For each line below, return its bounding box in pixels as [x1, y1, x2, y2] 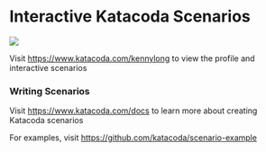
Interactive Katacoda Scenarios [9, 6, 251, 27]
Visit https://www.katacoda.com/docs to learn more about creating [9, 105, 258, 116]
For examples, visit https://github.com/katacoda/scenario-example [9, 132, 257, 143]
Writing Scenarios [9, 85, 90, 97]
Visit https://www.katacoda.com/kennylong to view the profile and [9, 52, 255, 64]
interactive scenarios [9, 62, 87, 73]
